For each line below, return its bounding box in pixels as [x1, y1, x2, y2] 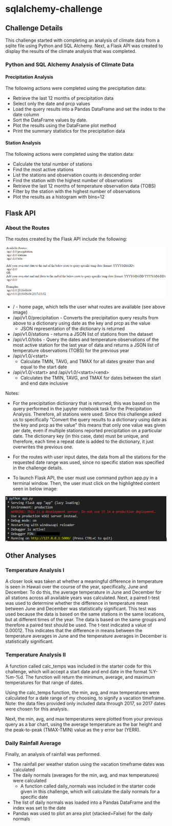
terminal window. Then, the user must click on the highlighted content [12, 480, 160, 487]
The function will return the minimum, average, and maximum [25, 674, 155, 680]
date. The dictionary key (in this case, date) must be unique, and [12, 433, 149, 439]
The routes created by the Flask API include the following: [5, 236, 127, 242]
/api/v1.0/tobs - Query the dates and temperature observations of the [12, 336, 159, 343]
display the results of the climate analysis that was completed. [5, 48, 137, 54]
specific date [20, 794, 48, 800]
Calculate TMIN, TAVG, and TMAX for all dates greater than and [20, 358, 155, 365]
